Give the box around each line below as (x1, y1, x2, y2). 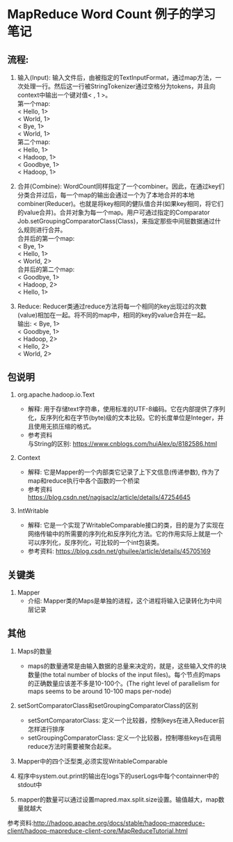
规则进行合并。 (23, 225, 67, 234)
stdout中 (17, 781, 42, 789)
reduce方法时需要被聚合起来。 (27, 742, 115, 751)
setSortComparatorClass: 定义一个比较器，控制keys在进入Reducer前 (27, 716, 225, 724)
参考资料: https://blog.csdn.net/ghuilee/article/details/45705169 (27, 547, 211, 555)
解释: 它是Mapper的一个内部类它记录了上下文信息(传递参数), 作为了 (27, 468, 220, 476)
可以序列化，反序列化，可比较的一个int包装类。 (27, 538, 163, 546)
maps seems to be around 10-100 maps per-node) (27, 687, 172, 696)
